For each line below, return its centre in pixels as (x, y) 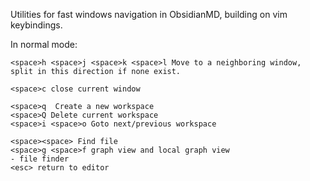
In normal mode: (44, 44)
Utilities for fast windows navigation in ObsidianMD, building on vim (149, 14)
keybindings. (36, 25)
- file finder (40, 159)
